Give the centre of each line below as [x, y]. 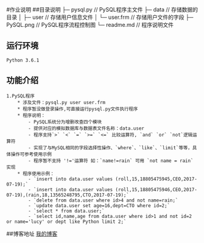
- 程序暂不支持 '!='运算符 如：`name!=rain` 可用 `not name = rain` [111, 161]
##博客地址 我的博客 [32, 233]
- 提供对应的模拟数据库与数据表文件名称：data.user [86, 128]
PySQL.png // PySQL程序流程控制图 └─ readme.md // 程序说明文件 [90, 25]
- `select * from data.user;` [66, 211]
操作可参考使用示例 [31, 154]
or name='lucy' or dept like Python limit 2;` [66, 222]
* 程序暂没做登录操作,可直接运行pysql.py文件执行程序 [78, 109]
